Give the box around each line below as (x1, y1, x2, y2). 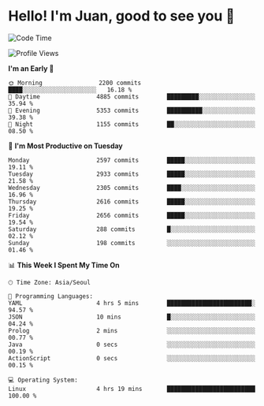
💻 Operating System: (8, 376, 79, 384)
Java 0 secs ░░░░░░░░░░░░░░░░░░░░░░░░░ (8, 341, 256, 348)
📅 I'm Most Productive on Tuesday (8, 141, 124, 151)
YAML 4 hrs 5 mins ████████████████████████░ (8, 299, 256, 307)
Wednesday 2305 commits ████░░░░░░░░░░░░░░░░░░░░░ (8, 184, 256, 192)
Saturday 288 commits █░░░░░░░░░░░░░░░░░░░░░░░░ (8, 225, 256, 233)
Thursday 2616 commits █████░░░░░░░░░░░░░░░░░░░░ (8, 197, 256, 206)
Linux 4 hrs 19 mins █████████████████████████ (8, 385, 256, 393)
